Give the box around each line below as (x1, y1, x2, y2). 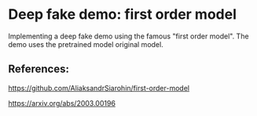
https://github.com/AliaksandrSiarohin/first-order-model (8, 83, 190, 92)
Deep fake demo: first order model (8, 5, 237, 24)
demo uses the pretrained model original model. (8, 39, 163, 49)
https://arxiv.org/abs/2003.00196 (8, 98, 116, 107)
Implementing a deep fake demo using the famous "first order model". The (8, 31, 249, 41)
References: (8, 63, 69, 76)
